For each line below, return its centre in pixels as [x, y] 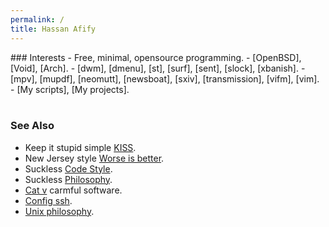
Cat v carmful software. [73, 190]
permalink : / [37, 19]
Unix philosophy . [59, 211]
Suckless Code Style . [68, 168]
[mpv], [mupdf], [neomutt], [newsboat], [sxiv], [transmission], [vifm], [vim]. [165, 78]
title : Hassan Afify [53, 29]
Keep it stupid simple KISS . [80, 147]
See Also [32, 126]
